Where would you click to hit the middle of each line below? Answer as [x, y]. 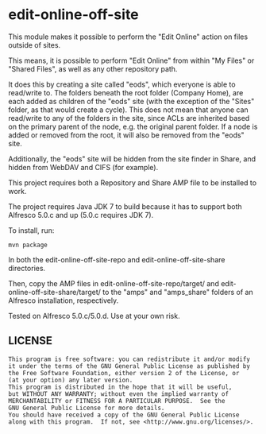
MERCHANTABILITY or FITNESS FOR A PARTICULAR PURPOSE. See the [117, 401]
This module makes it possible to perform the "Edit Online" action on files [128, 37]
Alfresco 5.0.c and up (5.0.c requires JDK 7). [81, 215]
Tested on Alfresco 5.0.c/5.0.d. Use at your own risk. [94, 316]
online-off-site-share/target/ [55, 292]
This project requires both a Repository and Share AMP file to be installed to [132, 182]
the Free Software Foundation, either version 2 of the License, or [124, 373]
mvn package [28, 245]
